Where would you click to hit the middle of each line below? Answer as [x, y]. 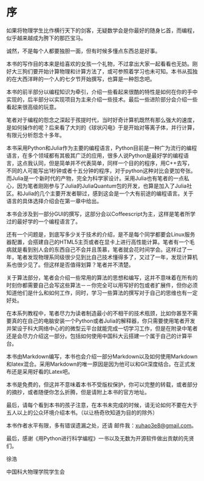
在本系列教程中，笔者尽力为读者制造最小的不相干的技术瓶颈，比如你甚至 [97, 313]
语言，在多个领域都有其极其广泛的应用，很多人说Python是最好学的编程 [95, 155]
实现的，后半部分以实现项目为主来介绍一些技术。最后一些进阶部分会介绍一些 [102, 99]
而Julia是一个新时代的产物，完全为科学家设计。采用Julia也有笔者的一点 [95, 178]
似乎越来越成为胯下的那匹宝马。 [46, 38]
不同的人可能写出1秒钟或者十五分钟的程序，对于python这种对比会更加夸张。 [101, 170]
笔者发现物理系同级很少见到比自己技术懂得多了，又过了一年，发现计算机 [107, 257]
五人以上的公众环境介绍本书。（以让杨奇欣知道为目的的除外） [82, 412]
